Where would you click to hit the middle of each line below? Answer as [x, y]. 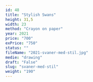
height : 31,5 [19, 19]
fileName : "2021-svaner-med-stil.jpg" [47, 52]
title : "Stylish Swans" [31, 15]
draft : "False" [22, 62]
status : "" [17, 48]
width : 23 [16, 24]
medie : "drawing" [24, 57]
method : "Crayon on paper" [34, 29]
